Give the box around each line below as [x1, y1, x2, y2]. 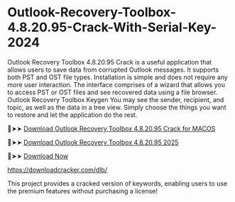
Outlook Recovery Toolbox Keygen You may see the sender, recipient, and [7, 95, 224, 103]
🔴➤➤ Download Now [7, 152, 69, 160]
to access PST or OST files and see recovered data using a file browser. [7, 88, 218, 96]
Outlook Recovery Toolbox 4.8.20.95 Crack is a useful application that [7, 57, 212, 66]
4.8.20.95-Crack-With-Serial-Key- [7, 19, 217, 35]
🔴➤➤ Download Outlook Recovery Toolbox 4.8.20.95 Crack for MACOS [7, 124, 216, 133]
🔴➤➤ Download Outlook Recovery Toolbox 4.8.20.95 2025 [7, 138, 179, 146]
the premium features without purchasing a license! [7, 186, 158, 195]
